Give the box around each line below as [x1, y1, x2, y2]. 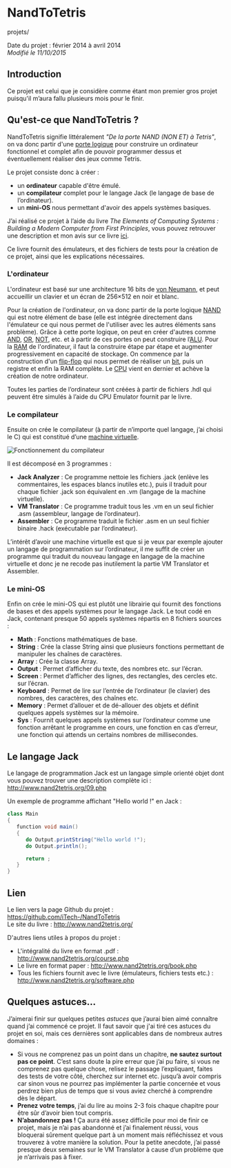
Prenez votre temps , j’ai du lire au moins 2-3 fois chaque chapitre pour [17, 1101, 219, 1109]
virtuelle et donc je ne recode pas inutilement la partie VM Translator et [7, 559, 209, 568]
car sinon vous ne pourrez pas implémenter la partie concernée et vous [17, 1079, 221, 1087]
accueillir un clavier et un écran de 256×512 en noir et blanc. [7, 292, 179, 300]
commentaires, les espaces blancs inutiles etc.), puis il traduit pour [17, 480, 208, 488]
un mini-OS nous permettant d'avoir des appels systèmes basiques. [17, 203, 212, 211]
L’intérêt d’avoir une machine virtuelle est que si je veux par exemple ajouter [7, 537, 223, 546]
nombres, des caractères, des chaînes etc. [17, 694, 139, 702]
